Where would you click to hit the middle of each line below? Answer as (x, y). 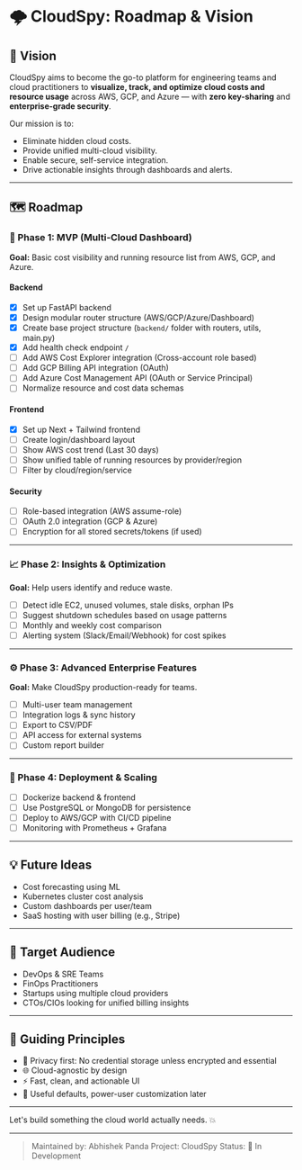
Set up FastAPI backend (67, 307)
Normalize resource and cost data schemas (103, 388)
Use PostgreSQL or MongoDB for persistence (107, 807)
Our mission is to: (42, 123)
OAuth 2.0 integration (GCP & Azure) (90, 521)
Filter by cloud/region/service (77, 470)
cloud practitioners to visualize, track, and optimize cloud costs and (137, 87)
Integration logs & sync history (79, 715)
